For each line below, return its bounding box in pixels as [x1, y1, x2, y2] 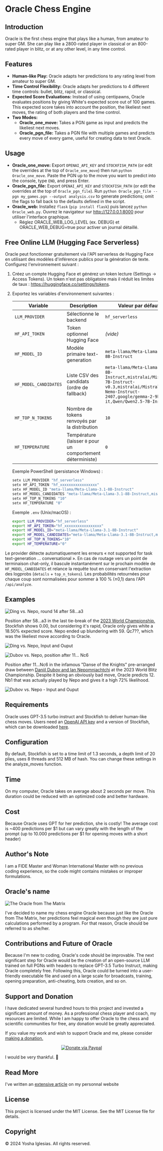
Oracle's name [5, 888, 50, 896]
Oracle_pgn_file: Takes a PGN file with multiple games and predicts [19, 130, 155, 136]
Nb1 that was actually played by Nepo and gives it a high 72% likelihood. [5, 677, 149, 683]
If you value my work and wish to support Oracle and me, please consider [5, 1030, 153, 1036]
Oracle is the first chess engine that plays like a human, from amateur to [5, 36, 149, 41]
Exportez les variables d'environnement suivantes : [12, 291, 114, 297]
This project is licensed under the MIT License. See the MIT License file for [5, 1108, 155, 1114]
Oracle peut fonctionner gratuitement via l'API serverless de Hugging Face [5, 251, 154, 257]
